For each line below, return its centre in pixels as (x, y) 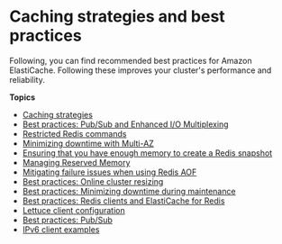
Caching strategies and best (117, 17)
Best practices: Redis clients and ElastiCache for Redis (123, 201)
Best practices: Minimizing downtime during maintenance (129, 191)
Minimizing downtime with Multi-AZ (88, 143)
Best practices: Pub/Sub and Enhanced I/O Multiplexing (125, 124)
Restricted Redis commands (74, 133)
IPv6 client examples (61, 229)
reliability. (27, 79)
